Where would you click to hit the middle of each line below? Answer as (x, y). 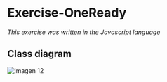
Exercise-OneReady (67, 13)
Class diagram (39, 54)
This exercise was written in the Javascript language (84, 32)
